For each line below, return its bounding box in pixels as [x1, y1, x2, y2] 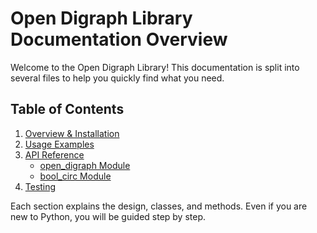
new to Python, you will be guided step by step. [10, 210, 207, 222]
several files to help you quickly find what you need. [10, 72, 225, 84]
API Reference [24, 148, 85, 161]
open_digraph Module [39, 159, 131, 171]
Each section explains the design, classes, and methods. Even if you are [10, 200, 308, 212]
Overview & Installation [24, 127, 120, 139]
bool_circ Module [39, 170, 112, 182]
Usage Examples [24, 138, 95, 150]
